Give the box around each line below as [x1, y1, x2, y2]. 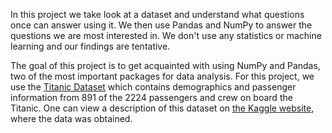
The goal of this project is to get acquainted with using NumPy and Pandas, [10, 60, 321, 71]
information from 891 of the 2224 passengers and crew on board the [10, 92, 293, 103]
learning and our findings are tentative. [10, 40, 171, 52]
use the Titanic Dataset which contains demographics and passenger [10, 81, 297, 93]
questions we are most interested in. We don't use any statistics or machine [10, 30, 322, 41]
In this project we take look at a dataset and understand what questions [10, 9, 305, 20]
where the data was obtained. [10, 113, 133, 124]
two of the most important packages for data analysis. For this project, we [10, 70, 315, 82]
